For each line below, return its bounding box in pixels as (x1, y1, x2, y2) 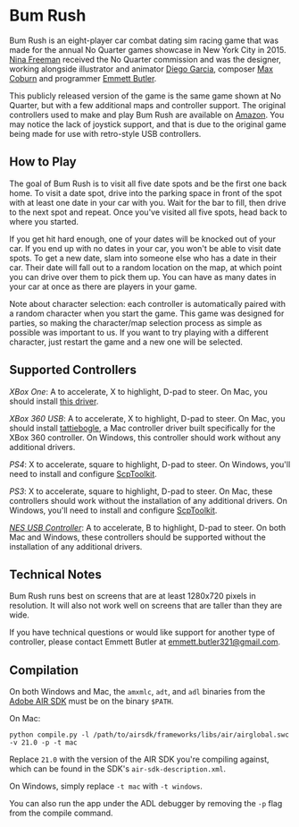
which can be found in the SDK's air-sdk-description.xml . (9, 763, 226, 774)
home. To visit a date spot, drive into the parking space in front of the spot (9, 187, 283, 198)
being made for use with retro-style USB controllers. (9, 128, 202, 139)
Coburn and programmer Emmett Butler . (9, 72, 157, 83)
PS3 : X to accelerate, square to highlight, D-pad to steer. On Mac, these (9, 485, 273, 497)
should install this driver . (9, 396, 99, 406)
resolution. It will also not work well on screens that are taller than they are (9, 601, 283, 611)
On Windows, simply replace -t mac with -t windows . (9, 780, 203, 792)
